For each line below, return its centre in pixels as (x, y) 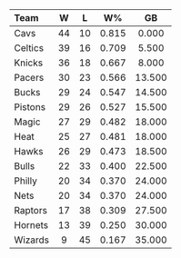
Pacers (29, 78)
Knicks (29, 63)
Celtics (29, 48)
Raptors (31, 210)
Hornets (31, 225)
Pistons (30, 107)
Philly (26, 181)
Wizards (32, 240)
